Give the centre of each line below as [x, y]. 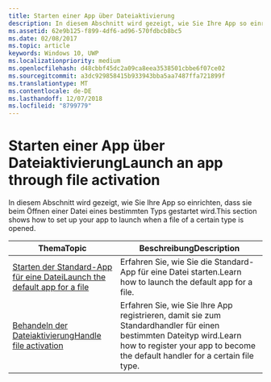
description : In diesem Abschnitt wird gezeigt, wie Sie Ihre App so [128, 23]
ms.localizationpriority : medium [65, 61]
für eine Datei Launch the [59, 277]
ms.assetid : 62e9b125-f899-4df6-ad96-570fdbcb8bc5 [95, 31]
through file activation [84, 181]
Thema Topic [62, 249]
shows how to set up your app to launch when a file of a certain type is [126, 220]
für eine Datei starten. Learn [190, 272]
